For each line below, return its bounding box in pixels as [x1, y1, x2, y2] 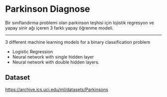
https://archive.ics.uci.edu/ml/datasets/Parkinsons [5, 86, 108, 92]
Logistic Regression [12, 48, 53, 55]
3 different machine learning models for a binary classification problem [5, 39, 151, 45]
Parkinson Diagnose [5, 3, 90, 15]
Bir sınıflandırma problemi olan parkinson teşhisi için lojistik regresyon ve [5, 20, 154, 26]
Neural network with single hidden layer [12, 54, 94, 60]
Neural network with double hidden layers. [12, 59, 99, 65]
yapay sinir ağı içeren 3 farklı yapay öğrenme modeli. [5, 25, 114, 31]
